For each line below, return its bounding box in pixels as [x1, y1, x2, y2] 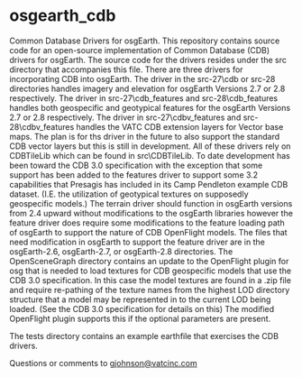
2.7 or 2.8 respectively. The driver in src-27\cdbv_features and [9, 112, 242, 123]
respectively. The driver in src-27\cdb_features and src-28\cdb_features [9, 92, 279, 104]
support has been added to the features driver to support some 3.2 [9, 169, 259, 180]
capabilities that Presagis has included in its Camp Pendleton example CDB [9, 179, 288, 189]
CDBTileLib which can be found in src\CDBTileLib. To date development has [9, 150, 290, 161]
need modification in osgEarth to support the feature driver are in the [9, 236, 266, 247]
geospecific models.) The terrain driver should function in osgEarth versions [9, 198, 293, 208]
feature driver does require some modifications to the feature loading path [9, 217, 286, 228]
